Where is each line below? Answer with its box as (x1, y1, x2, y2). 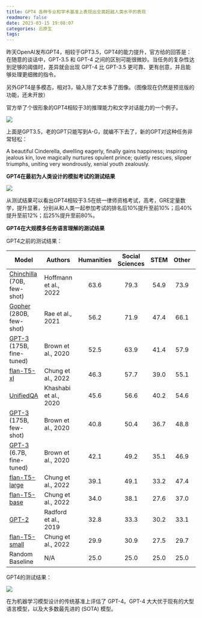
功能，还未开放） (6, 91, 49, 99)
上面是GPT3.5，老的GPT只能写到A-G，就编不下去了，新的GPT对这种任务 (6, 128, 188, 135)
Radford (44, 508, 67, 516)
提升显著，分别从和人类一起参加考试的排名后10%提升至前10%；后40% (16, 204, 192, 212)
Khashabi (44, 384, 71, 393)
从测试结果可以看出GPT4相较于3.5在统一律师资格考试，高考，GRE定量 (6, 197, 180, 204)
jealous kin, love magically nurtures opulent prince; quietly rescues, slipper (6, 154, 192, 161)
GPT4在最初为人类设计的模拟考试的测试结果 (6, 173, 115, 180)
